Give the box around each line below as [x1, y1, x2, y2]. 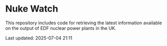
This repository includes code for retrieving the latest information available [5, 20, 162, 26]
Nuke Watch [5, 3, 59, 15]
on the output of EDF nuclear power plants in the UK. [5, 25, 116, 31]
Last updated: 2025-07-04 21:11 [5, 35, 73, 41]
